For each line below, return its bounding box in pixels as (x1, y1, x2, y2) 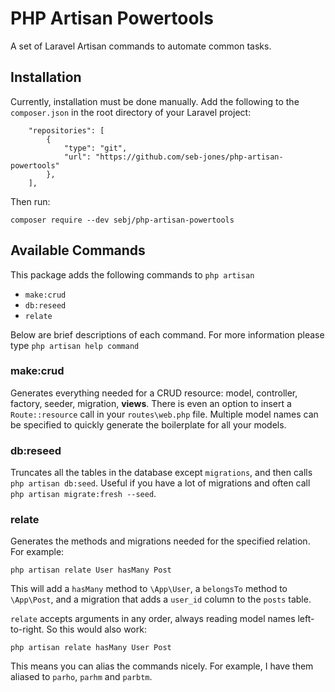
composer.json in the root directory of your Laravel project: (10, 106, 252, 118)
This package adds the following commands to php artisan (10, 268, 255, 281)
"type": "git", (63, 143, 128, 153)
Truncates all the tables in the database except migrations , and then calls (10, 467, 313, 479)
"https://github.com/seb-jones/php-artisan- (95, 152, 284, 162)
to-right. (10, 623, 45, 636)
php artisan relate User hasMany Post (10, 565, 172, 576)
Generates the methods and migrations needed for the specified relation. (10, 535, 311, 547)
